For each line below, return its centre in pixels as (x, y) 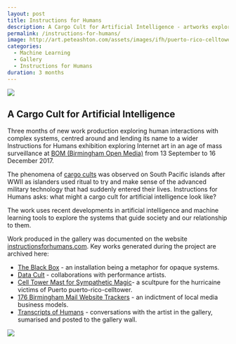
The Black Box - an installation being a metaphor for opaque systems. (118, 267)
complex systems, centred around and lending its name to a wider (103, 138)
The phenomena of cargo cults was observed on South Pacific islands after (117, 174)
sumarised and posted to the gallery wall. (77, 319)
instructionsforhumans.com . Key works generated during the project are (112, 246)
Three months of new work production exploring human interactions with (113, 131)
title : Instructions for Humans (54, 20)
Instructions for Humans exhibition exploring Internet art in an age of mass (115, 146)
